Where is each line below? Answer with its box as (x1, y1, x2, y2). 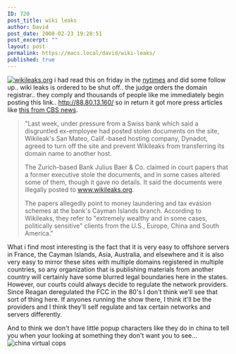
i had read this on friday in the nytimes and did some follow (54, 75, 226, 84)
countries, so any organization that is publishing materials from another (7, 265, 214, 274)
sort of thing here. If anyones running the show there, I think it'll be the (7, 295, 212, 303)
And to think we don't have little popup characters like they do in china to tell (7, 324, 230, 332)
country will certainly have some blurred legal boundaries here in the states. (7, 272, 228, 281)
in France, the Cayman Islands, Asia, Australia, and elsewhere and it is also (7, 250, 224, 258)
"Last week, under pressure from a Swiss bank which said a (24, 119, 199, 128)
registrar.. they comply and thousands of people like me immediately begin (7, 90, 224, 99)
